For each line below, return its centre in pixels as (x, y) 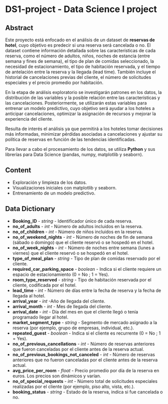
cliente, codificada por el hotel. (44, 285)
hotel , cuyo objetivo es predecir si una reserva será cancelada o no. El (78, 45)
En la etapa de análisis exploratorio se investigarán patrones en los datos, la (83, 92)
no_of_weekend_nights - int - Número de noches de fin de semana (82, 237)
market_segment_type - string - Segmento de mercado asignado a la (85, 322)
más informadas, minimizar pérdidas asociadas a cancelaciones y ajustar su (84, 134)
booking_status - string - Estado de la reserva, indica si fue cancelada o (88, 392)
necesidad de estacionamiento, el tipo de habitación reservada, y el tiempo (83, 67)
